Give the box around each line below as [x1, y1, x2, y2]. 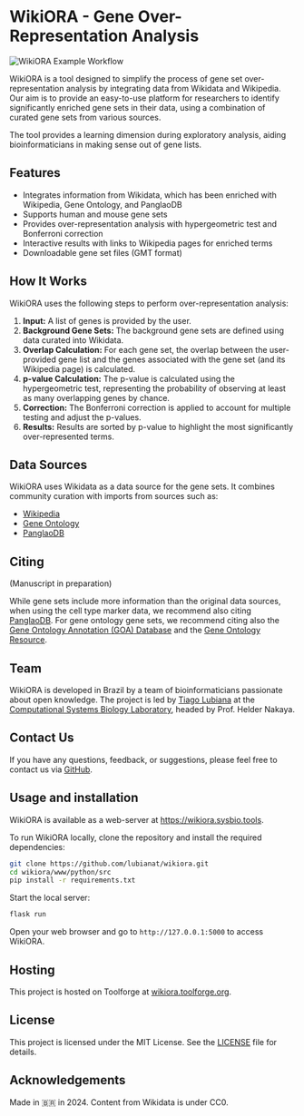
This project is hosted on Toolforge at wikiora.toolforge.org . [9, 986, 232, 997]
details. [9, 1046, 37, 1057]
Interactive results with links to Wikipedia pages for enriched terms [22, 238, 273, 249]
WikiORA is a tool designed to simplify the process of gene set [9, 73, 243, 83]
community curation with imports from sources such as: [9, 491, 219, 502]
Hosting [9, 962, 56, 977]
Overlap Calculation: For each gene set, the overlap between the [22, 344, 268, 355]
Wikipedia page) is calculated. [22, 363, 136, 374]
